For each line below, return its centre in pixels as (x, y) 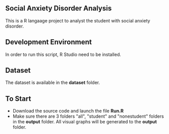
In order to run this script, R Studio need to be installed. (63, 54)
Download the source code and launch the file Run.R (68, 111)
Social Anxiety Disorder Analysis (59, 8)
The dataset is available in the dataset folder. (53, 83)
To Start (18, 99)
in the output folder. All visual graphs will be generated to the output (84, 122)
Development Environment (49, 42)
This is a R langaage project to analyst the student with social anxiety (78, 20)
